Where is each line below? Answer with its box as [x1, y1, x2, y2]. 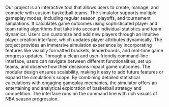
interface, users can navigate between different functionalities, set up [5, 58, 151, 64]
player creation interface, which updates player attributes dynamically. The [5, 37, 162, 43]
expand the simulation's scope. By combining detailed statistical [5, 75, 140, 80]
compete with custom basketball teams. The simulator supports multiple [5, 10, 157, 16]
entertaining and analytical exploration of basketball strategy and [5, 85, 142, 91]
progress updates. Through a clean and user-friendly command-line [5, 53, 149, 59]
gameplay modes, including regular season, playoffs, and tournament [5, 15, 151, 21]
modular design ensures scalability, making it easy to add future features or [5, 69, 164, 75]
